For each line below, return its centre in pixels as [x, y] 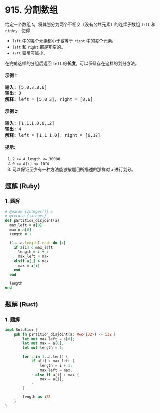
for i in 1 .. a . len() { [45, 357]
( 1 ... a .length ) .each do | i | [38, 243]
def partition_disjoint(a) [32, 220]
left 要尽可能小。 [30, 53]
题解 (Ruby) [23, 186]
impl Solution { [21, 330]
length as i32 [37, 397]
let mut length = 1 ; [43, 348]
